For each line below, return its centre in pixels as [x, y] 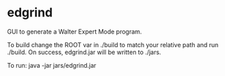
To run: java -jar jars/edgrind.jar [52, 65]
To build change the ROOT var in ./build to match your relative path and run [113, 45]
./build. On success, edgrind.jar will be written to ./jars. [84, 52]
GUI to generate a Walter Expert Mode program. [75, 31]
